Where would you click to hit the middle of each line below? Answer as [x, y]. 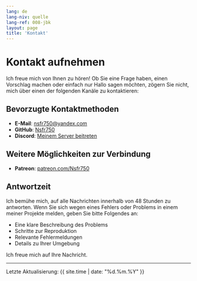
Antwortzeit [28, 187]
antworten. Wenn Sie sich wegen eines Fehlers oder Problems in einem [92, 207]
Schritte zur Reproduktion [46, 231]
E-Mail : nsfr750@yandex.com [51, 123]
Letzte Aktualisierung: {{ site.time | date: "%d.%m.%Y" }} [75, 271]
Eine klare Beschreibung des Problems [61, 225]
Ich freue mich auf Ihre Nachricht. [47, 255]
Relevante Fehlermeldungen [48, 237]
